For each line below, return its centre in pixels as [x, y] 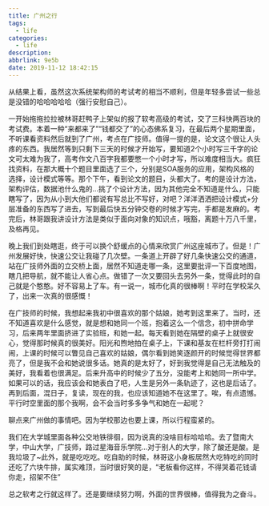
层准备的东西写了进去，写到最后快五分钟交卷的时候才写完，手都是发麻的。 [131, 208]
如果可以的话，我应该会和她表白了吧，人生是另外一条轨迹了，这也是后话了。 [134, 383]
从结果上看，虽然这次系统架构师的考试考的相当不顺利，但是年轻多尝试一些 [131, 91]
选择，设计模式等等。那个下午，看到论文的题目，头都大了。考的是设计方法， [134, 179]
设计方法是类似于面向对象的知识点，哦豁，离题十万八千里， [162, 219]
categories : [28, 38]
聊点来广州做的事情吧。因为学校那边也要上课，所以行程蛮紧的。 [113, 420]
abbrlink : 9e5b [34, 61]
